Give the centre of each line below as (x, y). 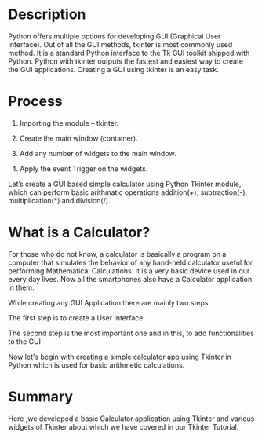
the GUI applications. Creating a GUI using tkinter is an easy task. (114, 69)
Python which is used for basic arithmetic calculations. (96, 365)
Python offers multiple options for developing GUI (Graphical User (115, 36)
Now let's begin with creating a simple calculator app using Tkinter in (120, 357)
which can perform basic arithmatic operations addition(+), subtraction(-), (128, 192)
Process (35, 102)
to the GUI (25, 341)
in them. (21, 287)
